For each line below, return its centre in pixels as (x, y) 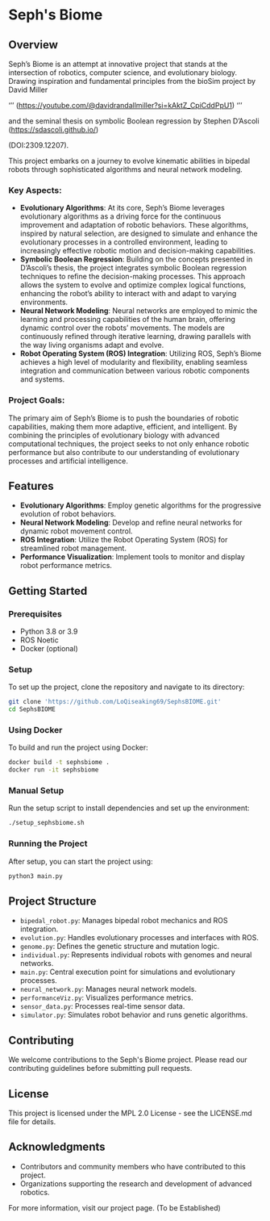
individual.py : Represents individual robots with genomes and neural (136, 955)
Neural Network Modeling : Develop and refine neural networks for (131, 523)
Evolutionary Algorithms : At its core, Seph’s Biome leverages (123, 208)
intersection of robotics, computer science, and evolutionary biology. (123, 73)
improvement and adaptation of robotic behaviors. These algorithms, (134, 225)
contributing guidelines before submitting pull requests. (100, 1068)
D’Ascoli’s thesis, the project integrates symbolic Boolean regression (133, 268)
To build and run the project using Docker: (79, 747)
